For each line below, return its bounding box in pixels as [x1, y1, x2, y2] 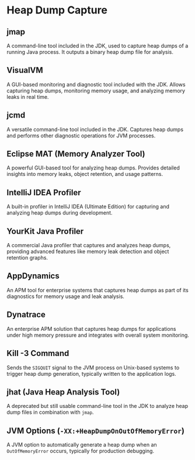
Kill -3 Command [6, 348, 69, 358]
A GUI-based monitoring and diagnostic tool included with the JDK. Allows [6, 81, 186, 88]
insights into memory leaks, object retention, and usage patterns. [6, 171, 163, 178]
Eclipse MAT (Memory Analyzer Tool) [6, 149, 145, 159]
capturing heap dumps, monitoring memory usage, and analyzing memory [6, 87, 186, 94]
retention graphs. [6, 254, 48, 261]
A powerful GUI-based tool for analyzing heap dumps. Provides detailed [6, 164, 180, 171]
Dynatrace [6, 310, 46, 320]
